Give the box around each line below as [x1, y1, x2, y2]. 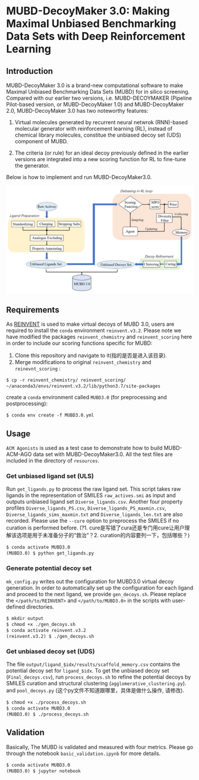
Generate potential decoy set [6, 564, 92, 572]
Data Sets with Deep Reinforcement [6, 30, 186, 43]
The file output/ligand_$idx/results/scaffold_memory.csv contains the [6, 661, 180, 668]
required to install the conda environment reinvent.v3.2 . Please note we [6, 327, 181, 334]
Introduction [6, 66, 53, 76]
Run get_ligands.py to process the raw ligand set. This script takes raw [6, 485, 181, 493]
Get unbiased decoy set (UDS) [6, 647, 95, 655]
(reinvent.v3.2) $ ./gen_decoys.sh [6, 633, 94, 639]
